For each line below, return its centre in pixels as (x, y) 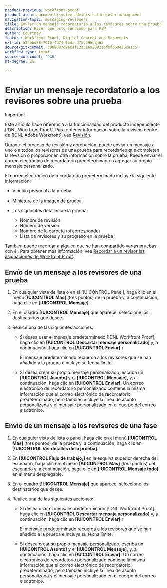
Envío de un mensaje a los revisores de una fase (81, 426)
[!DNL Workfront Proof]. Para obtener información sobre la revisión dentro (81, 130)
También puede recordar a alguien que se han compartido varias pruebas (81, 246)
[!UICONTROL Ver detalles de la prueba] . (55, 448)
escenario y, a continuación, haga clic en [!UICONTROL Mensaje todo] (85, 469)
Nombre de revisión (40, 220)
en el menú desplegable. (38, 474)
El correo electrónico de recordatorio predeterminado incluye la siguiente (81, 176)
